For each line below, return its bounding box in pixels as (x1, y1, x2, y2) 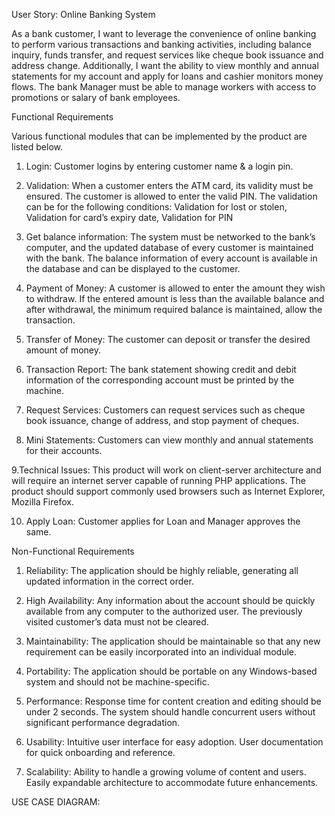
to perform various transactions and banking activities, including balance (11, 39, 312, 50)
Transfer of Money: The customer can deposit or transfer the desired (25, 334, 311, 345)
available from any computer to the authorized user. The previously (25, 605, 303, 617)
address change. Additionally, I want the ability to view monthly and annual (11, 60, 319, 71)
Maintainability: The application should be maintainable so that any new (25, 635, 321, 647)
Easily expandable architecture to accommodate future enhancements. (25, 777, 319, 788)
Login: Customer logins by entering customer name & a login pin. (25, 160, 294, 172)
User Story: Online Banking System (11, 9, 156, 20)
